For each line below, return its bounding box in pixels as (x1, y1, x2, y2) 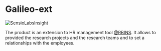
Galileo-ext (5, 3, 53, 15)
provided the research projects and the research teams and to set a (5, 35, 144, 41)
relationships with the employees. (5, 40, 75, 46)
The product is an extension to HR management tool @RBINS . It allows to (5, 29, 156, 35)
